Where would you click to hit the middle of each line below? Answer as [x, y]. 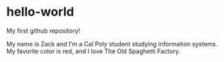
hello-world [41, 12]
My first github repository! [43, 31]
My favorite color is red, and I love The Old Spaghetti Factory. [93, 51]
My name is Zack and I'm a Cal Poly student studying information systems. [112, 44]
